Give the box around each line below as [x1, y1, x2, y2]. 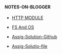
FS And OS [11, 25, 34, 30]
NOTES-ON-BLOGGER [4, 4, 51, 10]
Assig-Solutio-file [11, 43, 48, 49]
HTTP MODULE [11, 15, 44, 21]
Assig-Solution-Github [11, 34, 58, 40]
